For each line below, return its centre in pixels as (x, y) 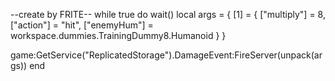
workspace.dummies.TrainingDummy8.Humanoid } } (118, 35)
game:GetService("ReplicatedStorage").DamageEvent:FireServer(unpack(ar (166, 55)
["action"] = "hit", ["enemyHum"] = (82, 25)
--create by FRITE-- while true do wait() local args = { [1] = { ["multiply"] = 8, (168, 14)
